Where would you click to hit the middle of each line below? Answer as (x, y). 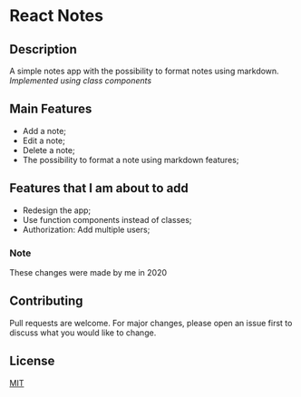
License (32, 361)
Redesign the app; (57, 210)
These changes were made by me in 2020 (88, 272)
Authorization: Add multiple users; (86, 229)
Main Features (51, 109)
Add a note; (44, 131)
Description (43, 49)
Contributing (46, 301)
